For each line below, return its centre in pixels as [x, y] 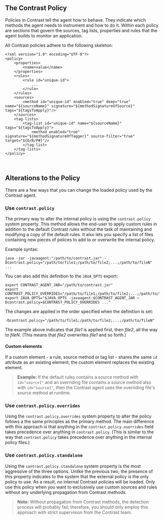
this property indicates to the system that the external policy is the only [77, 476]
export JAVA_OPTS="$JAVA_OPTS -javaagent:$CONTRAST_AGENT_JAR [70, 298]
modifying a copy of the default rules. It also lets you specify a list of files [79, 234]
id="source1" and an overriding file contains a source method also [84, 382]
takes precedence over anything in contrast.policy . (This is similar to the [80, 432]
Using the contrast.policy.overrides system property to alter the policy [78, 416]
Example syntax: [22, 249]
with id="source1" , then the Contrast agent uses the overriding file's [86, 388]
